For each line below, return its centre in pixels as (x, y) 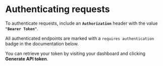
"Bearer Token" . (22, 28)
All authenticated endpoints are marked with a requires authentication (80, 38)
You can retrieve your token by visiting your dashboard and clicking (75, 53)
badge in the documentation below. (42, 43)
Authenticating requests (58, 9)
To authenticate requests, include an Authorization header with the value (82, 23)
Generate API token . (27, 58)
